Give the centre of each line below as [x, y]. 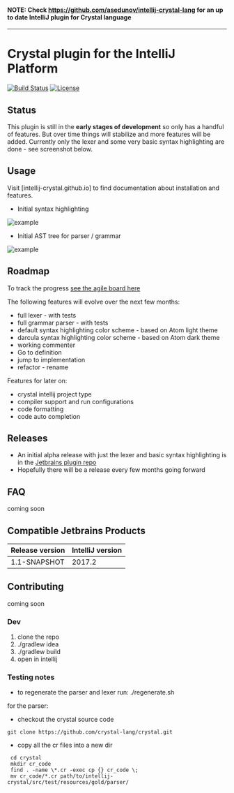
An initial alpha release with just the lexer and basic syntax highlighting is [122, 455]
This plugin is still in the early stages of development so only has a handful [116, 126]
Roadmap [29, 271]
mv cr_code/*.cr [34, 776]
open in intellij [37, 659]
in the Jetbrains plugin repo [57, 462]
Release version [38, 550]
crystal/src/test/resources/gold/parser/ [68, 783]
